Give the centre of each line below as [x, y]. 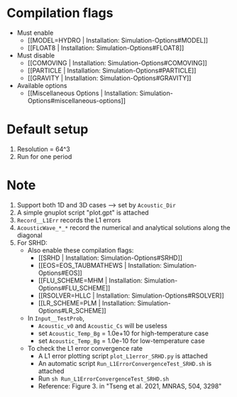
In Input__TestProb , [56, 318]
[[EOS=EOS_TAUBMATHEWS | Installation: [100, 265]
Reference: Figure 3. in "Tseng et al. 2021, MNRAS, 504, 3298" [130, 386]
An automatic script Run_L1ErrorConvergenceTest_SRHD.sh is [125, 363]
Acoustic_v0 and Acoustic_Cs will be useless [103, 325]
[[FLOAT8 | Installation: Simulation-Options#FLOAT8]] [106, 48]
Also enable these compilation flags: [81, 250]
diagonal [30, 235]
